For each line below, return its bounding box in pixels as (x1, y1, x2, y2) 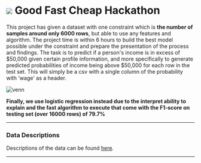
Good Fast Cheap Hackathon (14, 4, 160, 17)
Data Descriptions (6, 131, 60, 139)
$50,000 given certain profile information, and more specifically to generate (6, 55, 193, 62)
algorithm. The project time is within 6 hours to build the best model (6, 36, 173, 43)
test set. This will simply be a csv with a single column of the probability (6, 68, 184, 75)
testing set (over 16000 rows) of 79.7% (6, 110, 106, 117)
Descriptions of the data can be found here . (6, 144, 114, 152)
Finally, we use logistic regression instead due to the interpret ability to (6, 97, 187, 105)
